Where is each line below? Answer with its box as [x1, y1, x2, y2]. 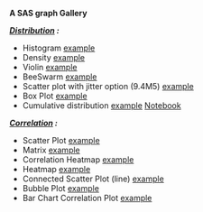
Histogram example [22, 42, 96, 53]
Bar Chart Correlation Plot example [22, 193, 152, 203]
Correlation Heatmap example [22, 154, 134, 165]
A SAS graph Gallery [9, 8, 88, 18]
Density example [22, 52, 86, 62]
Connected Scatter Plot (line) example [22, 173, 164, 184]
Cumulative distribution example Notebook [22, 100, 182, 111]
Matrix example [22, 144, 81, 155]
